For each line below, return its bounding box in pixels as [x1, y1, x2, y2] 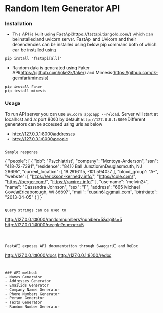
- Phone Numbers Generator [5, 291, 60, 296]
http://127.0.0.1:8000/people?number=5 [5, 222, 84, 227]
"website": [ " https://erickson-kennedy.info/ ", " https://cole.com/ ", [5, 174, 136, 179]
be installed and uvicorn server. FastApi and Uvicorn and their [12, 36, 136, 42]
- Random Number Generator [5, 304, 60, 309]
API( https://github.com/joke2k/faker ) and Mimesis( [12, 70, 114, 76]
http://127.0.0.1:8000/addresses [12, 131, 75, 137]
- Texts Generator [5, 300, 42, 305]
